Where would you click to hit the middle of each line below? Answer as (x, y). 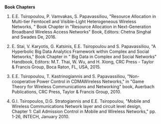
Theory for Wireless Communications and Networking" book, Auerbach (83, 86)
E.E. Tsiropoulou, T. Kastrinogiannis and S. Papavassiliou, (69, 76)
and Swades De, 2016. (34, 37)
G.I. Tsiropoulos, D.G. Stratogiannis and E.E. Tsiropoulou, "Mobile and (81, 101)
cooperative (24, 81)
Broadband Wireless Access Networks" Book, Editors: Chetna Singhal (81, 32)
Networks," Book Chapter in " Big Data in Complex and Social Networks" (84, 57)
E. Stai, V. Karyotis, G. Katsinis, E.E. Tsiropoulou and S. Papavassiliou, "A (84, 46)
